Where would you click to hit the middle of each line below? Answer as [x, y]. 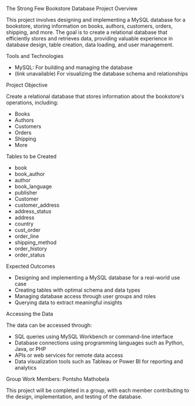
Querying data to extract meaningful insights [69, 302]
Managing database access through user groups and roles [85, 296]
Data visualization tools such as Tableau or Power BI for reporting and [99, 361]
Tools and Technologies [35, 56]
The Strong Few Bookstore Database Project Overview [72, 8]
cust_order [28, 230]
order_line [27, 236]
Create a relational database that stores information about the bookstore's [95, 96]
